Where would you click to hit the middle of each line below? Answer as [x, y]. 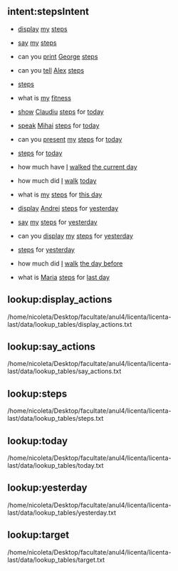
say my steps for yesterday [57, 222]
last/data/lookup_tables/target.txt [56, 560]
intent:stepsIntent [48, 12]
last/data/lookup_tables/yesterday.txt [62, 513]
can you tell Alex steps [51, 70]
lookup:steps [37, 393]
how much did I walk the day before [70, 263]
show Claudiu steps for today [61, 111]
